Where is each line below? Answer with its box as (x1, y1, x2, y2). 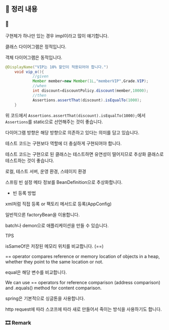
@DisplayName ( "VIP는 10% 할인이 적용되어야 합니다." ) (5, 64, 109, 70)
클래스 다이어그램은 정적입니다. (5, 43, 67, 49)
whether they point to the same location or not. (5, 259, 104, 265)
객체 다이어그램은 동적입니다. (5, 54, 62, 60)
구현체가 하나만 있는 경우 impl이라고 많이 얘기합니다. (5, 33, 109, 39)
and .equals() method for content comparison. (5, 285, 102, 291)
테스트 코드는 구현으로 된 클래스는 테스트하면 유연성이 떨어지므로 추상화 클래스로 (5, 151, 164, 157)
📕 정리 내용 (5, 5, 38, 14)
